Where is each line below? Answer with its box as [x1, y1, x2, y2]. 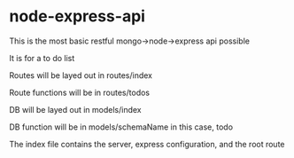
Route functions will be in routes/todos [9, 87, 151, 98]
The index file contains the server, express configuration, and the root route [9, 138, 285, 149]
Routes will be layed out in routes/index [9, 69, 153, 81]
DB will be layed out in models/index [9, 104, 142, 115]
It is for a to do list [9, 52, 75, 63]
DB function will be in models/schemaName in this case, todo [9, 122, 233, 132]
